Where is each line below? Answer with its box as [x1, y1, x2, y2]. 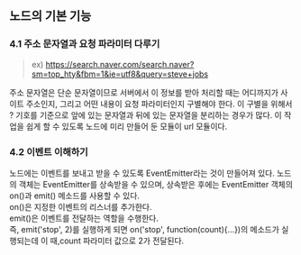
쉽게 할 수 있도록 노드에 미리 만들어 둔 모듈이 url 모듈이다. [25, 121, 228, 132]
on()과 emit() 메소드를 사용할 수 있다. [9, 190, 140, 201]
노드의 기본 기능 [9, 8, 92, 24]
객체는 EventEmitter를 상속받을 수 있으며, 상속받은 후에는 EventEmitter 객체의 [18, 178, 293, 189]
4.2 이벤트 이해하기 [9, 145, 88, 158]
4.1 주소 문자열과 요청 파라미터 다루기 [9, 38, 160, 50]
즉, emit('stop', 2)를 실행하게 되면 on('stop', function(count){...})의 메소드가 [9, 223, 279, 234]
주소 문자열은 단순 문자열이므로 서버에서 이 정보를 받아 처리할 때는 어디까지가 [9, 87, 279, 97]
